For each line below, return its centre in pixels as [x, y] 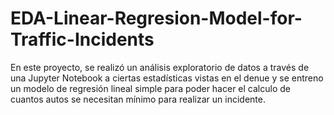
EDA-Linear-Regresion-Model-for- [156, 18]
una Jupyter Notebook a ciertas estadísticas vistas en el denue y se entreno [167, 78]
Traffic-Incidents [82, 39]
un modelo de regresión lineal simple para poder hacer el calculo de [150, 88]
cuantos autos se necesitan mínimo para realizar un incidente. [138, 99]
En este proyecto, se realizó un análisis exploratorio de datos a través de [160, 67]
